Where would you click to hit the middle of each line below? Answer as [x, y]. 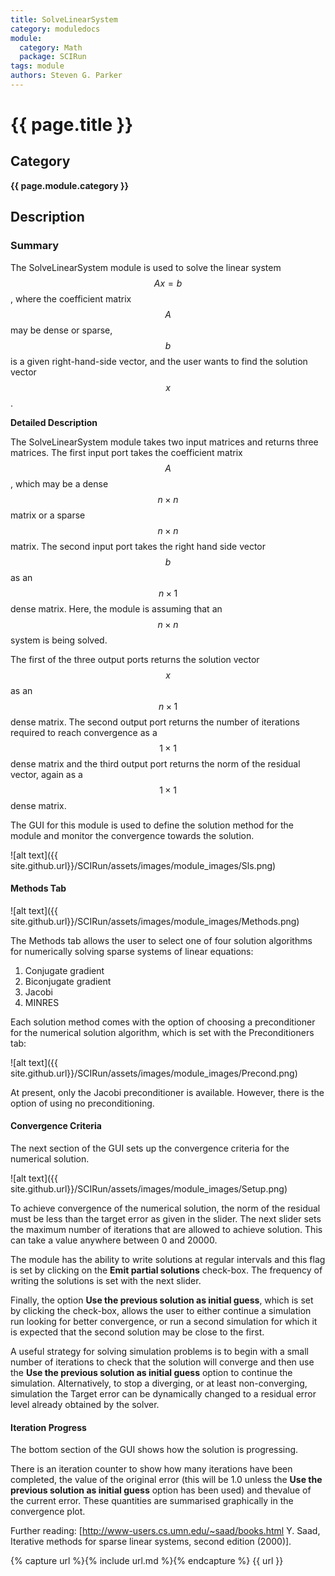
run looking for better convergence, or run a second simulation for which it [164, 1321]
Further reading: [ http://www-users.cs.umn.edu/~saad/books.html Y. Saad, [165, 1531]
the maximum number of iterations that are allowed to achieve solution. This [166, 1229]
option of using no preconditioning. [82, 1103]
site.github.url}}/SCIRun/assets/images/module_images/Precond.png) [154, 1073]
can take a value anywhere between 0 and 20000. [114, 1240]
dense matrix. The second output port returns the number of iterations [155, 722]
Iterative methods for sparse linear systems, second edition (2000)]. [151, 1542]
